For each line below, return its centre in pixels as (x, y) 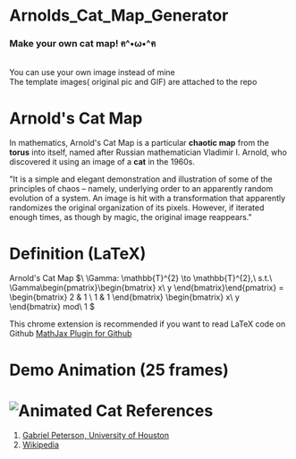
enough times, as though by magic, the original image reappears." (131, 217)
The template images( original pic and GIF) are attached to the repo (133, 82)
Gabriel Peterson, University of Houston (96, 436)
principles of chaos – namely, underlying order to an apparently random (141, 189)
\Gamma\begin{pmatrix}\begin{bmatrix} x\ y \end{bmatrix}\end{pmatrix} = (147, 288)
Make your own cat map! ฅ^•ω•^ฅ (83, 44)
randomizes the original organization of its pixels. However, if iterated (137, 208)
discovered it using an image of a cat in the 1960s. (102, 162)
